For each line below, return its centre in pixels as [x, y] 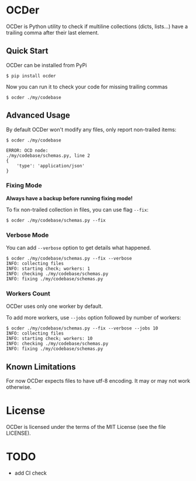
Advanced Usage [38, 116]
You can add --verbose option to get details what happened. [79, 248]
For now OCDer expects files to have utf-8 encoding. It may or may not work [98, 381]
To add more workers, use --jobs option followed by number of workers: [94, 318]
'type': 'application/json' [51, 166]
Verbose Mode [27, 235]
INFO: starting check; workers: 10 [49, 339]
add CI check [30, 473]
